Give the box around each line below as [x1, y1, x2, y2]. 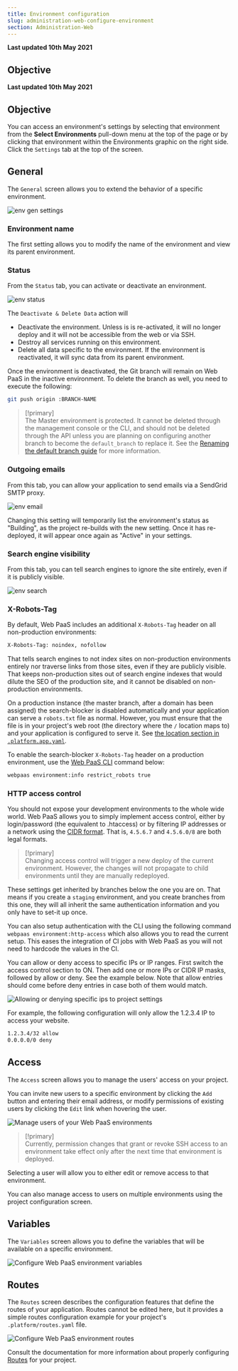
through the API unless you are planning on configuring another [24, 432, 212, 440]
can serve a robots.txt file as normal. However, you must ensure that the [7, 714, 222, 723]
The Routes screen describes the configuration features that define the [7, 1298, 215, 1306]
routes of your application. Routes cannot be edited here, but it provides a [7, 1305, 224, 1314]
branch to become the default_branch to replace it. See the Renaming [24, 439, 229, 447]
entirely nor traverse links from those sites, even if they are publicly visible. [7, 662, 227, 671]
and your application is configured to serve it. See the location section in [7, 729, 220, 738]
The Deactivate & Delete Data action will [7, 309, 129, 318]
